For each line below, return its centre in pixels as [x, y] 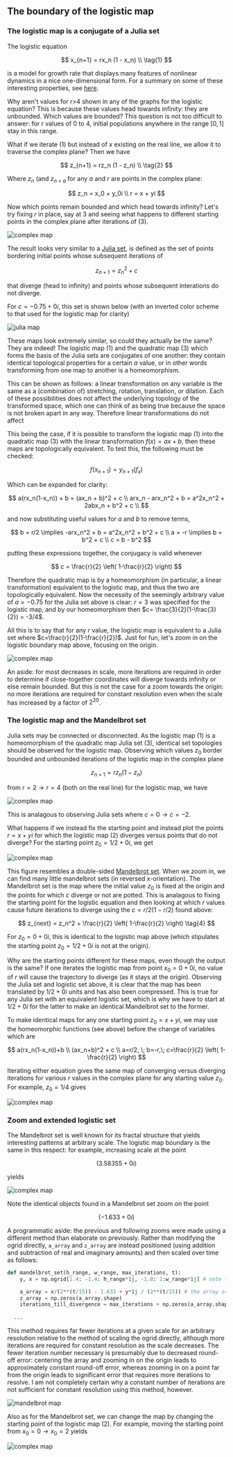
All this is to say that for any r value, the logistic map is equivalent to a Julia [114, 630]
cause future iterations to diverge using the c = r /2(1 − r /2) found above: [110, 909]
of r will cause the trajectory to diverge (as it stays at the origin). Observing [114, 977]
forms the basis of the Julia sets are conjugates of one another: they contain [116, 355]
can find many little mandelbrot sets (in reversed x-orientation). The [104, 879]
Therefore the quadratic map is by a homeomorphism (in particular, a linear [114, 580]
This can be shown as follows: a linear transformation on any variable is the [115, 383]
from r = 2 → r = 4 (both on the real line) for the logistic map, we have [107, 788]
